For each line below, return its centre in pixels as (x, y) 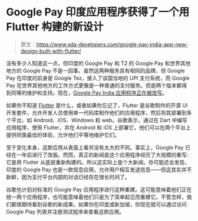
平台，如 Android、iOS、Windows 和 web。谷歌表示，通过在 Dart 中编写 (99, 120)
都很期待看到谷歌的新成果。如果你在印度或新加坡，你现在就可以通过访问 (99, 204)
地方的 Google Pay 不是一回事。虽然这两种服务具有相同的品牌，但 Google (95, 70)
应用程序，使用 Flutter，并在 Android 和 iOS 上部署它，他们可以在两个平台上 (99, 127)
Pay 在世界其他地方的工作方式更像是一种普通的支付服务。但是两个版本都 (94, 85)
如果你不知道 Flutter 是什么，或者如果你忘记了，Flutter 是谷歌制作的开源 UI (97, 105)
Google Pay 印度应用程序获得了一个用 (98, 12)
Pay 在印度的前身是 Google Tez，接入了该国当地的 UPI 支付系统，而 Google (98, 78)
